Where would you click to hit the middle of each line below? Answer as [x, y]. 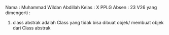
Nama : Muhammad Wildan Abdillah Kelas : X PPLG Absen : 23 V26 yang [81, 7]
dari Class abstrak [31, 28]
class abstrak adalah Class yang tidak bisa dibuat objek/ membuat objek [88, 23]
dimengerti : [18, 13]
